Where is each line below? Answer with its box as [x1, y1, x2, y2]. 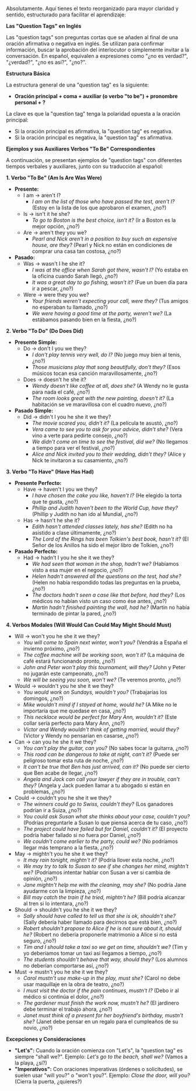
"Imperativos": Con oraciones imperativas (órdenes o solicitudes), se [14, 1066, 183, 1072]
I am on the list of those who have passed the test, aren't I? [32, 198, 175, 205]
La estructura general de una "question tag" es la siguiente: [6, 81, 149, 88]
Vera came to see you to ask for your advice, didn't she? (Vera [32, 426, 183, 432]
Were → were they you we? [23, 291, 89, 298]
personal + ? [14, 99, 45, 106]
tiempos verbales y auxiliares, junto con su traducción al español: [6, 163, 163, 170]
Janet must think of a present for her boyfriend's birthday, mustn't [23, 1012, 184, 1018]
